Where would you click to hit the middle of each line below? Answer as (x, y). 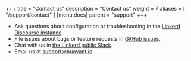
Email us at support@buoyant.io (53, 52)
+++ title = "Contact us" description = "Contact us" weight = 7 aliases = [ (95, 9)
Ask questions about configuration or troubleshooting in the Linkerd (97, 26)
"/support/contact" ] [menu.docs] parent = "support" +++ (76, 15)
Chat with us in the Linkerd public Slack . (63, 45)
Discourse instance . (39, 33)
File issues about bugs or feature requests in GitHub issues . (87, 39)
